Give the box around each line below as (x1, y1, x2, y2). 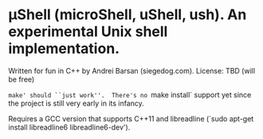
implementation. (8, 40, 120, 58)
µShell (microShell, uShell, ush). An (8, 6, 247, 24)
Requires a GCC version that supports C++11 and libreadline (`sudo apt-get (8, 113, 254, 123)
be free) (8, 74, 35, 84)
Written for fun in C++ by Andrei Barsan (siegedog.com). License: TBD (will (8, 66, 256, 75)
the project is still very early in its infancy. (8, 98, 145, 108)
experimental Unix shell (8, 22, 168, 41)
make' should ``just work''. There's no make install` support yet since (8, 89, 252, 99)
